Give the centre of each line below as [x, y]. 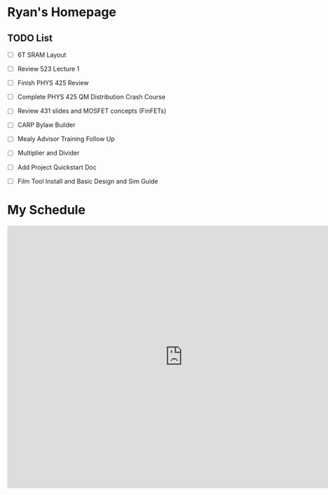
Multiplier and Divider [48, 153]
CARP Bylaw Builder [46, 125]
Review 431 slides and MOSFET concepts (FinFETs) [92, 111]
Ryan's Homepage [62, 12]
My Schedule [47, 210]
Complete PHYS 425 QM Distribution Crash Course [91, 97]
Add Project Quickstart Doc [57, 167]
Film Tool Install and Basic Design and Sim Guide [88, 181]
